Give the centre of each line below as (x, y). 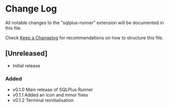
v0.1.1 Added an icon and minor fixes (50, 95)
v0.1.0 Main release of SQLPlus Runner (53, 90)
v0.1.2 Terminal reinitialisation (43, 100)
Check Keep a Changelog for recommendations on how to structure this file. (84, 38)
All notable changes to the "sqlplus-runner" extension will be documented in (84, 23)
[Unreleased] (26, 54)
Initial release (26, 65)
